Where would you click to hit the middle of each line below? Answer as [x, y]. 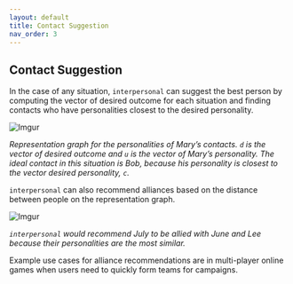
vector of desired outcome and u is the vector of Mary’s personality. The [142, 154]
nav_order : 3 [33, 34]
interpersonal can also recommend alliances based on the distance [134, 190]
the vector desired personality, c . [70, 173]
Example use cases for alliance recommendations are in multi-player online [146, 260]
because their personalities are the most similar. [98, 243]
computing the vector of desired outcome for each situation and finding [140, 101]
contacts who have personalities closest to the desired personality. [131, 110]
